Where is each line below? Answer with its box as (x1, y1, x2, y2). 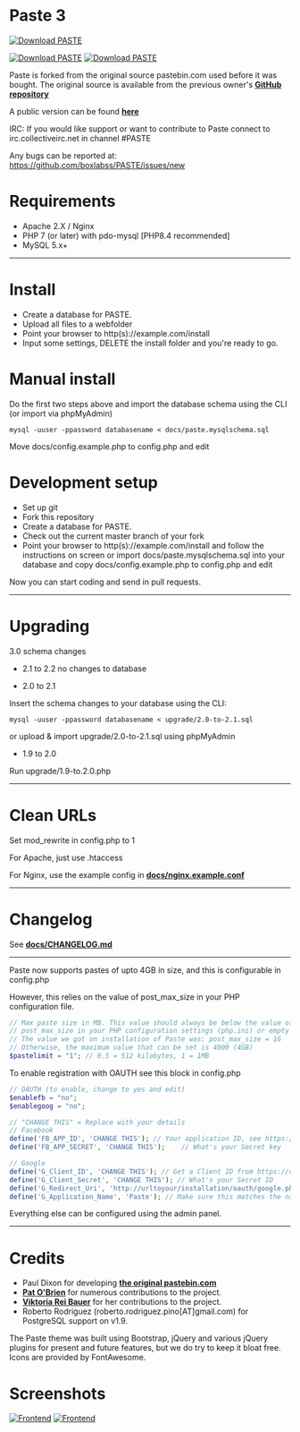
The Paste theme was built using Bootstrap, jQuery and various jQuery (9, 1333, 269, 1343)
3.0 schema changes (9, 645, 87, 656)
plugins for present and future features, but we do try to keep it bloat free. (9, 1342, 281, 1353)
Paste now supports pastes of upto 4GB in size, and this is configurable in (9, 964, 281, 976)
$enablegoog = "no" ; (9, 1102, 87, 1111)
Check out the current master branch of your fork (21, 530, 204, 541)
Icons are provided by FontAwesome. (9, 1352, 146, 1363)
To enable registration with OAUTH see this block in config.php (9, 1067, 241, 1078)
